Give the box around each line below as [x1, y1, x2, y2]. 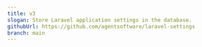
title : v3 [7, 10, 36, 17]
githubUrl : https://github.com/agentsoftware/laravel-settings [7, 23, 196, 30]
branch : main [7, 29, 45, 37]
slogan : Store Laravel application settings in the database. [7, 17, 192, 23]
